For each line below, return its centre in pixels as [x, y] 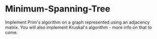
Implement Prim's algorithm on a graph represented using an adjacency [78, 22]
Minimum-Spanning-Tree [58, 9]
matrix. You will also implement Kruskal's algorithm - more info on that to [78, 27]
